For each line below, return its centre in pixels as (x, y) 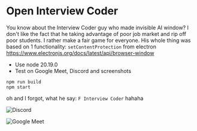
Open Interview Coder (62, 11)
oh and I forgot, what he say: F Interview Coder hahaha (75, 98)
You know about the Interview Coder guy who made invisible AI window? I (97, 28)
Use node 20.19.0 (36, 65)
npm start (19, 87)
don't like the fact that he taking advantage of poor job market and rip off (96, 33)
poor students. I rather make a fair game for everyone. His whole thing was (99, 40)
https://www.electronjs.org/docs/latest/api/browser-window (80, 53)
